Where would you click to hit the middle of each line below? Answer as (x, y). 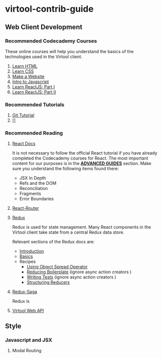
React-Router (25, 208)
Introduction (32, 251)
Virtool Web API (28, 311)
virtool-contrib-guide (49, 9)
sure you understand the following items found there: (65, 169)
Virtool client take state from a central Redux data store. (68, 232)
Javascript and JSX (29, 340)
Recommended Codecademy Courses (51, 41)
